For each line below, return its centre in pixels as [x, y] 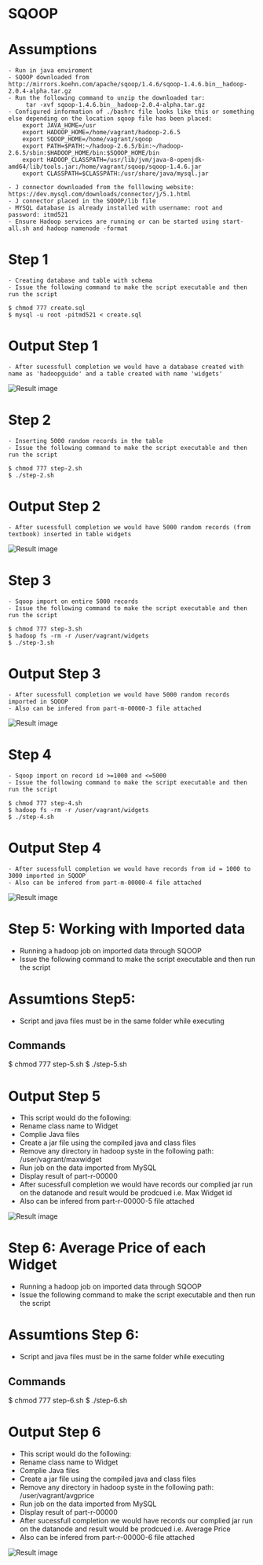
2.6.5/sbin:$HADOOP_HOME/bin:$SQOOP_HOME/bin [84, 153]
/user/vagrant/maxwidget [60, 1160]
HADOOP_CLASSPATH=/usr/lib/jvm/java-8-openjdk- [126, 160]
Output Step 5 [54, 1096]
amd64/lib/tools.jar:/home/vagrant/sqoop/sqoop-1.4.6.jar [105, 167]
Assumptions [53, 50]
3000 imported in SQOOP [47, 876]
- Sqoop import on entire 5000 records [73, 602]
